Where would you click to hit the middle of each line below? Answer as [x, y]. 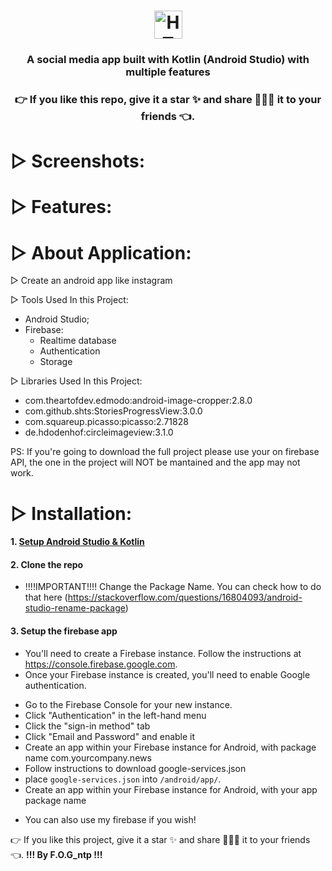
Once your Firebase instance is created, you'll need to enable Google [167, 674]
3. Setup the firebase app [64, 631]
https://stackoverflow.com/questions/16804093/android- [185, 597]
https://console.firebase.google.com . [101, 664]
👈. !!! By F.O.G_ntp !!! [56, 854]
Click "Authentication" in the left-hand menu [115, 715]
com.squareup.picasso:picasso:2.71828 [106, 422]
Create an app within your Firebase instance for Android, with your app [171, 789]
